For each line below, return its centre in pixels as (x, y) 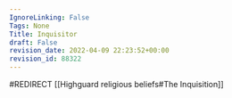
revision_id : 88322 (46, 59)
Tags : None (29, 26)
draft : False (33, 42)
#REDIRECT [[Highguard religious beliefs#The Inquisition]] (117, 84)
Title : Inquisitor (43, 34)
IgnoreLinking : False (50, 17)
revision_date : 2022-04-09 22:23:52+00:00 (89, 51)
